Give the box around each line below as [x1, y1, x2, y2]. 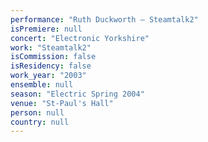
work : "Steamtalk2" [10, 42, 92, 53]
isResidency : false [10, 61, 92, 71]
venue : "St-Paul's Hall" [10, 98, 114, 108]
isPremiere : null [10, 24, 83, 34]
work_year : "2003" [10, 71, 87, 81]
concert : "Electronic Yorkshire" [10, 33, 150, 43]
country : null [10, 117, 70, 127]
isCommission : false [10, 52, 97, 62]
